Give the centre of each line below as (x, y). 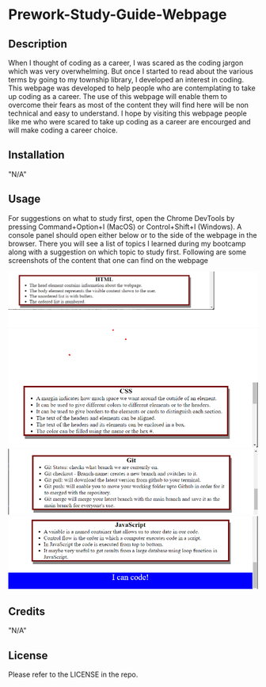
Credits (27, 611)
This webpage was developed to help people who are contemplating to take (132, 88)
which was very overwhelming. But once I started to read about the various (131, 71)
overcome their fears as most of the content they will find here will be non (129, 105)
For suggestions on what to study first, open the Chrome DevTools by (122, 218)
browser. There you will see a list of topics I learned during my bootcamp (127, 243)
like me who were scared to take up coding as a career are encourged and (129, 122)
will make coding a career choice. (63, 130)
